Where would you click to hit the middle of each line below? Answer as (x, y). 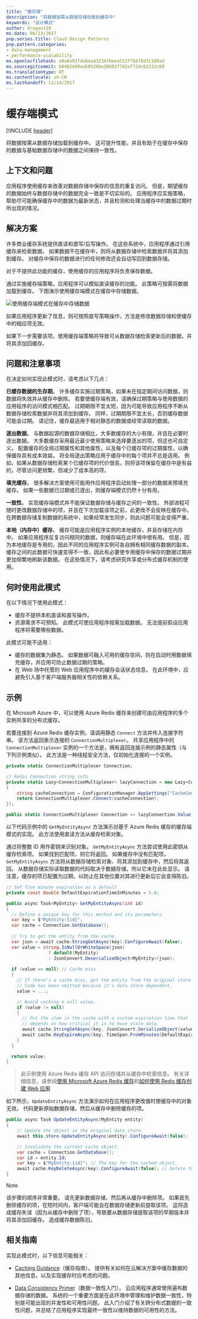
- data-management (29, 50)
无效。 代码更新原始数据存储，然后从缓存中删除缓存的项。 (77, 1108)
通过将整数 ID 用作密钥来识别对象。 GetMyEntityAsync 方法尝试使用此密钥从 (97, 846)
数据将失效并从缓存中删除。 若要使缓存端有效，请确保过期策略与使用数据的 (97, 399)
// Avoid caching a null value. (56, 1002)
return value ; (29, 1056)
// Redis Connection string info (47, 776)
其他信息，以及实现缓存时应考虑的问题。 (64, 1275)
